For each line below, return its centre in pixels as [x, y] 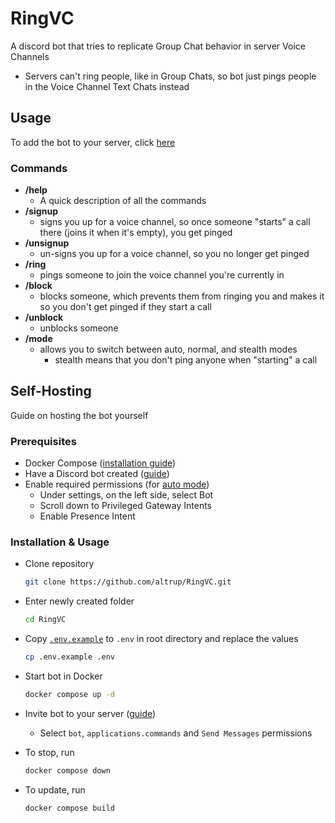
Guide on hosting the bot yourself [79, 415]
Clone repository [59, 564]
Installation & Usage [60, 542]
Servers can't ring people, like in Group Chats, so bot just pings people [170, 76]
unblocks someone [79, 328]
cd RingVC [45, 620]
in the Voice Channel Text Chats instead [107, 86]
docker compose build [69, 808]
